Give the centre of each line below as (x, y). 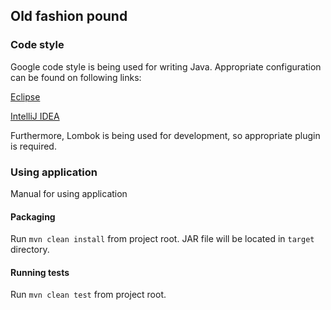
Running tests (40, 272)
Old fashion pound (69, 16)
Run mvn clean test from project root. (88, 295)
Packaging (33, 216)
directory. (30, 250)
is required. (33, 146)
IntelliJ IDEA (35, 116)
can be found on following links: (76, 77)
